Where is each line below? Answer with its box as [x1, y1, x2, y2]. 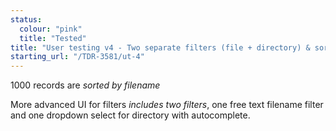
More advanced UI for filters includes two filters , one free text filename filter [10, 99, 324, 111]
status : [10, 14, 43, 25]
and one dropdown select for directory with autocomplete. [10, 109, 251, 121]
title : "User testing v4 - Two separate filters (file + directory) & [10, 42, 311, 53]
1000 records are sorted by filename [10, 79, 161, 91]
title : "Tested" [19, 33, 87, 43]
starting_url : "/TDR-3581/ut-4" [10, 52, 145, 62]
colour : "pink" [19, 24, 83, 34]
